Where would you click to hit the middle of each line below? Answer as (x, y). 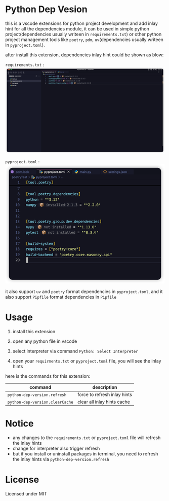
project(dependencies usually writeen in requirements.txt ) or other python (83, 34)
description (105, 387)
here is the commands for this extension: (48, 376)
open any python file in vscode (45, 341)
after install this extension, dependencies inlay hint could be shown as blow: (85, 55)
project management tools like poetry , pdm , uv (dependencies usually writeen (84, 40)
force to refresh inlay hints (105, 395)
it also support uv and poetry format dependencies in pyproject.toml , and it (84, 291)
